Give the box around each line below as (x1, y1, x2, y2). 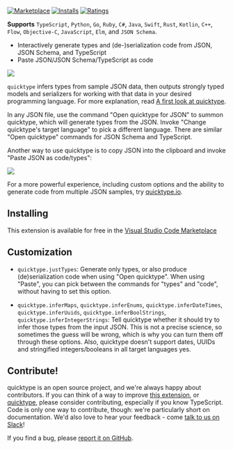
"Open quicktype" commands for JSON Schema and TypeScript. (7, 133, 193, 141)
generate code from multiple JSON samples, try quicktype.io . (7, 188, 183, 196)
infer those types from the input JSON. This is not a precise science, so (17, 322, 223, 331)
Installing (7, 207, 49, 219)
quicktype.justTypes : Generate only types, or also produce (17, 265, 187, 273)
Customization (7, 246, 73, 258)
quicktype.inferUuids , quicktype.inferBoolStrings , (17, 308, 167, 316)
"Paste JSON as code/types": (7, 154, 93, 162)
